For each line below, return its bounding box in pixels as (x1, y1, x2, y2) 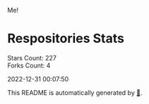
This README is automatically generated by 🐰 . (7, 88, 143, 97)
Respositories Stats (7, 31, 125, 46)
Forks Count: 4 (7, 61, 51, 70)
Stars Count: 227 (7, 53, 56, 62)
